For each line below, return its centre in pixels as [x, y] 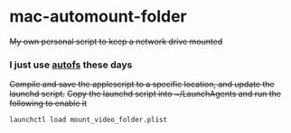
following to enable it [48, 103]
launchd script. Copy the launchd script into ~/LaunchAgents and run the [145, 94]
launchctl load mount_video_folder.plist [89, 120]
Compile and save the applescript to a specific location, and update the [142, 84]
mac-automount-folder [98, 17]
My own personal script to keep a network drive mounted [116, 41]
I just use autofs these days [71, 65]
